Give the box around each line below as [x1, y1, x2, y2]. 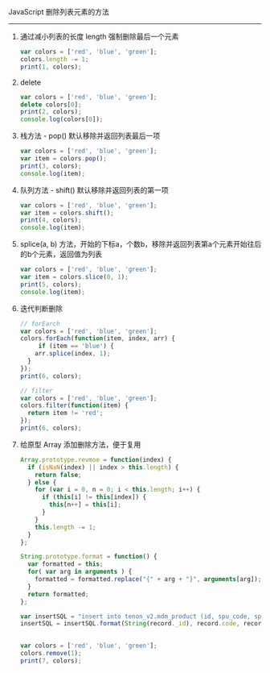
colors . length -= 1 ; [19, 55, 89, 63]
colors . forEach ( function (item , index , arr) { [19, 334, 175, 343]
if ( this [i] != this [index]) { [41, 493, 147, 501]
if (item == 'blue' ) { [38, 342, 114, 351]
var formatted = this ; [27, 560, 104, 568]
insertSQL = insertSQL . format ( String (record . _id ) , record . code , [19, 620, 240, 628]
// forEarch [19, 319, 60, 328]
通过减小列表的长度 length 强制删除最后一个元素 [19, 31, 179, 41]
